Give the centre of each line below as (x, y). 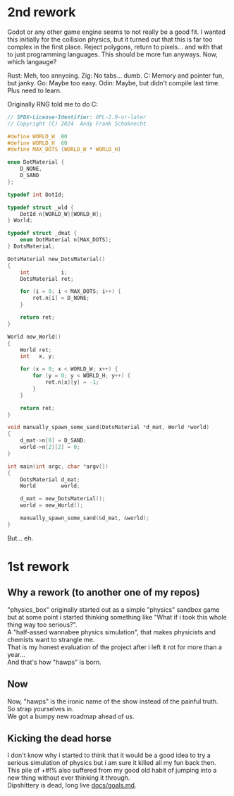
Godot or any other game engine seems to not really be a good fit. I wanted (116, 32)
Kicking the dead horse (59, 738)
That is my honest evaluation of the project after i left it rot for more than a (115, 647)
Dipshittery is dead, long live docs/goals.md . (72, 785)
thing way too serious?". (42, 625)
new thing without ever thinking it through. (69, 778)
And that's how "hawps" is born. (55, 662)
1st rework (38, 567)
